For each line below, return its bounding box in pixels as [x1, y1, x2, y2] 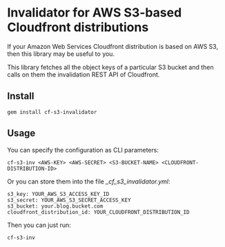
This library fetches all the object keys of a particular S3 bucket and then [7, 63, 214, 71]
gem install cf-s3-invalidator [7, 108, 97, 115]
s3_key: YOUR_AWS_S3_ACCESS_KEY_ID [7, 190, 110, 197]
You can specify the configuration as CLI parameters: [7, 146, 159, 154]
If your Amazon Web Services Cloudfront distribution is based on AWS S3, [7, 42, 219, 50]
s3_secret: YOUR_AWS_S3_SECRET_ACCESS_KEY [7, 197, 131, 204]
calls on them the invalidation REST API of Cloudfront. [7, 70, 160, 79]
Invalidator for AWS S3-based [7, 5, 182, 21]
